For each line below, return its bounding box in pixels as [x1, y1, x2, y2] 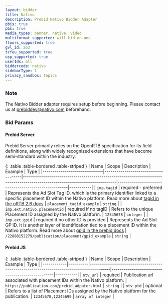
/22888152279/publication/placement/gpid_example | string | [5, 233, 131, 239]
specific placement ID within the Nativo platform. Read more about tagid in [5, 195, 159, 202]
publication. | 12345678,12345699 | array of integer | [5, 293, 114, 299]
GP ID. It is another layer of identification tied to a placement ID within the [5, 222, 157, 228]
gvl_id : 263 [5, 45, 30, 50]
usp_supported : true [5, 54, 49, 59]
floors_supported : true [5, 40, 55, 45]
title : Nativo [5, 12, 35, 17]
